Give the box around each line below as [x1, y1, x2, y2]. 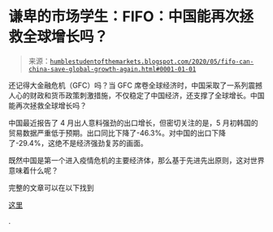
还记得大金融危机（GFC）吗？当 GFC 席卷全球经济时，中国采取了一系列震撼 [8, 80, 262, 90]
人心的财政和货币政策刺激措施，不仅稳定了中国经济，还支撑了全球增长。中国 [8, 90, 265, 100]
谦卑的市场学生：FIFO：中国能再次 [8, 7, 240, 26]
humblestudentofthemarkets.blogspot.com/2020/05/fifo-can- [50, 58, 254, 66]
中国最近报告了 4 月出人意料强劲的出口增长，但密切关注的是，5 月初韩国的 [8, 118, 258, 127]
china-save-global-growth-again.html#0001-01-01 [28, 65, 197, 73]
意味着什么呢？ [8, 165, 58, 175]
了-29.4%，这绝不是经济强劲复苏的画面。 [8, 138, 148, 148]
